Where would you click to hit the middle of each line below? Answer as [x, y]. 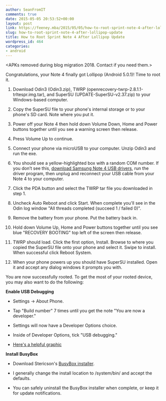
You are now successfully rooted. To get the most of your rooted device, [79, 277]
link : [11, 28]
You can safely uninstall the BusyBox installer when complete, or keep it [86, 388]
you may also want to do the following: [45, 282]
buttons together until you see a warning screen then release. [75, 129]
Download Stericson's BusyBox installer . [54, 363]
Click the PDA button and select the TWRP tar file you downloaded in [83, 188]
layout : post [19, 23]
